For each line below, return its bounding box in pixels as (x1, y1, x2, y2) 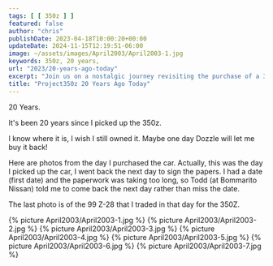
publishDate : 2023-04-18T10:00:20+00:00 (8, 34, 148, 43)
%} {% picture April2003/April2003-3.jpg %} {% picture (27, 224, 215, 234)
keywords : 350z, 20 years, (8, 58, 100, 66)
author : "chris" (8, 27, 63, 35)
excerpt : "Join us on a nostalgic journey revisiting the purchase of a (8, 72, 260, 80)
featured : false (8, 19, 63, 28)
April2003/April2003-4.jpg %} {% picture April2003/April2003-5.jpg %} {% (8, 232, 262, 242)
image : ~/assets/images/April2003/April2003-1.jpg (8, 49, 184, 58)
